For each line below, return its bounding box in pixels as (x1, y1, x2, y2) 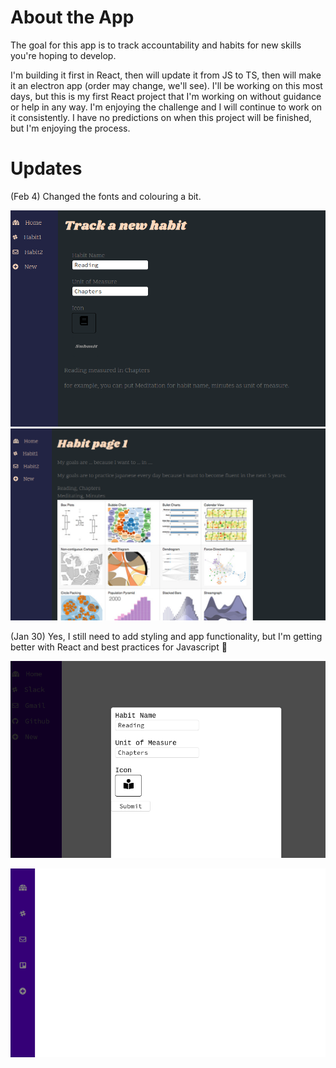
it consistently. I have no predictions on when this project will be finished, (10, 111, 312, 123)
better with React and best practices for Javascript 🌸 (10, 641, 228, 653)
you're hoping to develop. (10, 49, 117, 61)
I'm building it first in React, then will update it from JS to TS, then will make (10, 69, 322, 81)
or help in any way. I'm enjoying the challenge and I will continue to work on (10, 101, 323, 113)
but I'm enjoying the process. (10, 122, 131, 134)
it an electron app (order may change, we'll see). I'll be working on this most (10, 79, 323, 91)
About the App (10, 6, 135, 29)
